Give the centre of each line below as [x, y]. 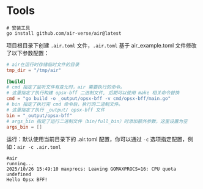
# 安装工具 [18, 28]
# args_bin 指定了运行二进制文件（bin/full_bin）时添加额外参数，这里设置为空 [97, 121]
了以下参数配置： [28, 53]
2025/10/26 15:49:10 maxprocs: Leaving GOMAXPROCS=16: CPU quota [91, 169]
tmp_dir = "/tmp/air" [34, 70]
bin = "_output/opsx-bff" [39, 116]
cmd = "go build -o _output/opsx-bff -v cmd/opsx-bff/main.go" [89, 99]
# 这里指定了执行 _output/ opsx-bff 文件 [56, 110]
